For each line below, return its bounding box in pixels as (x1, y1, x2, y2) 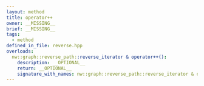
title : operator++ (6, 15, 53, 21)
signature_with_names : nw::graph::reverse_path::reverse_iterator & (17, 71, 194, 77)
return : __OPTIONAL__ (17, 65, 72, 71)
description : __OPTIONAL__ (17, 59, 86, 65)
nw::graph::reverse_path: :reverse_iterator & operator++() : (12, 54, 167, 60)
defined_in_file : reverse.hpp (6, 43, 83, 49)
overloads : (6, 48, 34, 55)
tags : (6, 31, 20, 38)
